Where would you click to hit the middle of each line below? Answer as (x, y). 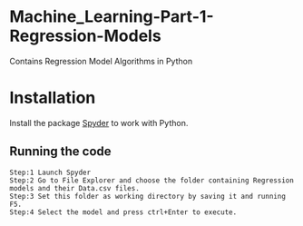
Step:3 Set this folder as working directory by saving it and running (147, 196)
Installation (53, 98)
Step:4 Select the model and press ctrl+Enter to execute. (123, 212)
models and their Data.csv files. (75, 188)
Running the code (60, 152)
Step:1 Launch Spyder (50, 172)
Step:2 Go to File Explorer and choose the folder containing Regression (152, 180)
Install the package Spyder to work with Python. (99, 123)
